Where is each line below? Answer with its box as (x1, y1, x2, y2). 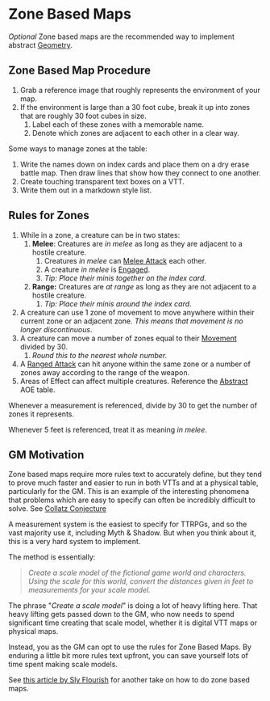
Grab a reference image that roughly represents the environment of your (19, 85, 260, 95)
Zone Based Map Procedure (8, 64, 152, 78)
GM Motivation (8, 448, 85, 462)
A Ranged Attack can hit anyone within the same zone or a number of (19, 359, 251, 369)
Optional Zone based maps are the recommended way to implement (8, 32, 235, 41)
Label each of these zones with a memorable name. (31, 119, 204, 129)
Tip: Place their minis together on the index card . (44, 272, 207, 283)
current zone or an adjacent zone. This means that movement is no (19, 316, 243, 326)
